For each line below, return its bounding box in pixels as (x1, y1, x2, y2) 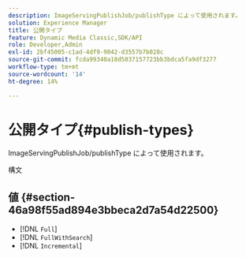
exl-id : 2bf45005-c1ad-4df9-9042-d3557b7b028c (8, 48, 164, 56)
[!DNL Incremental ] (19, 241, 83, 251)
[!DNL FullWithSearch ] (19, 233, 93, 242)
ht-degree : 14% (8, 77, 58, 85)
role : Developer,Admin (8, 41, 83, 49)
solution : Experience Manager (8, 19, 108, 27)
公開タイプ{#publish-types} (8, 121, 195, 139)
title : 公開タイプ (8, 26, 63, 34)
